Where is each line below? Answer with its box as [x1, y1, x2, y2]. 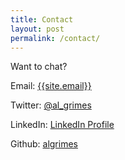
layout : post [10, 24, 65, 34]
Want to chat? [10, 61, 68, 73]
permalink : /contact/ [10, 33, 101, 43]
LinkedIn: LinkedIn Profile [10, 119, 115, 131]
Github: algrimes [10, 138, 78, 150]
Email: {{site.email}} [10, 80, 92, 92]
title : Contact [10, 14, 74, 25]
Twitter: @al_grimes [10, 99, 92, 111]
